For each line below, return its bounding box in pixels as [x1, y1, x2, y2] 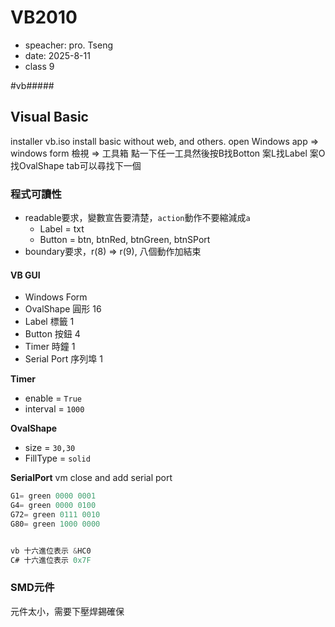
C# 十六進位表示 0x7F [10, 555, 92, 565]
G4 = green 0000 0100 [10, 501, 97, 511]
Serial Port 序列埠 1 [24, 353, 103, 365]
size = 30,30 [24, 442, 76, 454]
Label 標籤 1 [24, 316, 75, 328]
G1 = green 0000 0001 [10, 491, 97, 501]
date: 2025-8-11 [24, 49, 91, 61]
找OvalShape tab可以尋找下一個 [10, 159, 142, 171]
